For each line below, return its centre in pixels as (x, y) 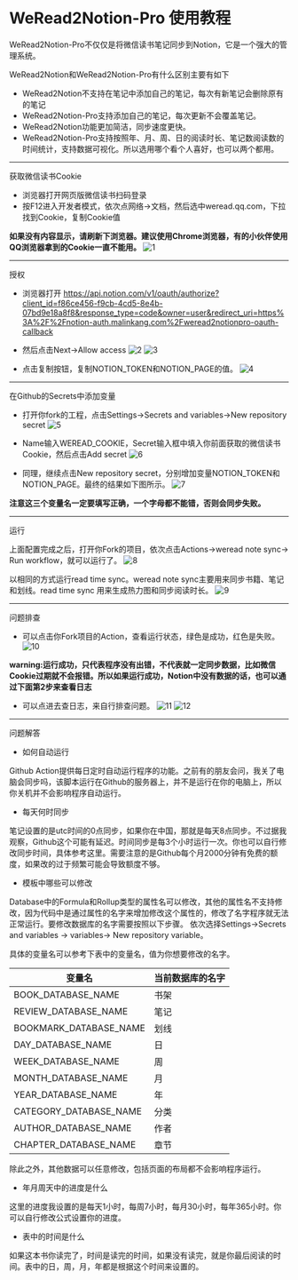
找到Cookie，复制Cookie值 (71, 217)
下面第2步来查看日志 (54, 687)
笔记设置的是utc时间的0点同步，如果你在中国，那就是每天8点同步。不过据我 (148, 831)
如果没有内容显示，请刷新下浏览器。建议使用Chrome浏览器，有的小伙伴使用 (149, 235)
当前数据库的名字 (190, 978)
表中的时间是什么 (53, 1236)
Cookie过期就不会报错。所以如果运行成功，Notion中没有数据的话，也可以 (144, 675)
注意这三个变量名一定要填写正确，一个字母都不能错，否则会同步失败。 (137, 503)
